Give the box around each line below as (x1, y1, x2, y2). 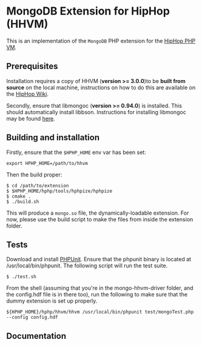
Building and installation (6, 132, 100, 143)
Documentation (6, 330, 67, 341)
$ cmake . (6, 193, 32, 199)
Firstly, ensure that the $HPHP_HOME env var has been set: (6, 149, 147, 156)
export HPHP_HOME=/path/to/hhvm (6, 160, 88, 166)
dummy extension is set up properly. (6, 297, 98, 304)
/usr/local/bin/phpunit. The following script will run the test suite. (6, 262, 168, 269)
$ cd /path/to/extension (6, 183, 69, 189)
